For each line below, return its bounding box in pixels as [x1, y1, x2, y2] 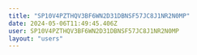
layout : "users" [8, 34, 63, 43]
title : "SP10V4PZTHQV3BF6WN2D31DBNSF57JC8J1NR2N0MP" [8, 11, 191, 20]
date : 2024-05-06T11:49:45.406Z [8, 19, 118, 27]
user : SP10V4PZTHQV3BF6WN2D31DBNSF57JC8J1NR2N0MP [8, 27, 180, 35]
